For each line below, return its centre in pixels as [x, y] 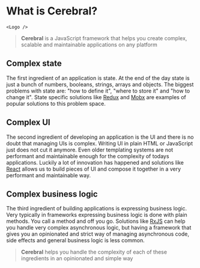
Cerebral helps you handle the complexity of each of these [94, 252]
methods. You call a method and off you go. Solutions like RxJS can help [96, 221]
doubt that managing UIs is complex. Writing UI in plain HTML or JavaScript [100, 143]
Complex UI [29, 122]
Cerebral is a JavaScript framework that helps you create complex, [104, 38]
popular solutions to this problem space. [56, 103]
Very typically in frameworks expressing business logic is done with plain [97, 215]
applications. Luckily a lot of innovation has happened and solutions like [95, 162]
